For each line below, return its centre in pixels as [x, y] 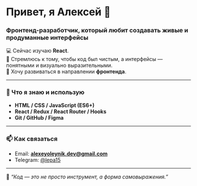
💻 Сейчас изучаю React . [38, 51]
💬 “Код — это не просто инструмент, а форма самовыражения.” [87, 177]
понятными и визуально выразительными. [60, 65]
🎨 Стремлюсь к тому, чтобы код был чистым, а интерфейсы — [84, 59]
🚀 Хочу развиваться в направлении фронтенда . [66, 72]
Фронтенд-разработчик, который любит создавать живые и [97, 31]
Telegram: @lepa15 [38, 160]
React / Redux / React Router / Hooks [60, 111]
